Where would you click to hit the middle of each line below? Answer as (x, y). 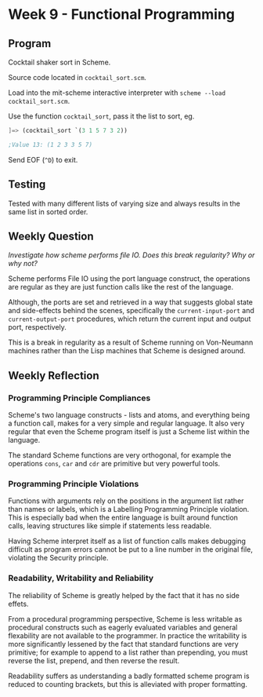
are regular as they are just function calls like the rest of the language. (121, 287)
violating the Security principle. (58, 558)
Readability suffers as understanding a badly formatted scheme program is (129, 676)
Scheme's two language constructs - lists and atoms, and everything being (129, 415)
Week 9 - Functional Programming (121, 15)
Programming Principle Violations (74, 484)
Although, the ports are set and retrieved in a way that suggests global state (130, 302)
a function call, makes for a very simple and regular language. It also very (126, 423)
